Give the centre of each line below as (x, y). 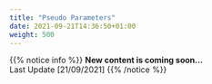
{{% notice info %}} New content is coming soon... (106, 61)
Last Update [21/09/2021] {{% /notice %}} (88, 70)
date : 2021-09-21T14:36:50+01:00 (73, 26)
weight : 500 (32, 34)
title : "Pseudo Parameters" (63, 18)
